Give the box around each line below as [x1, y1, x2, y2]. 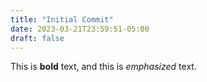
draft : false [10, 33, 65, 43]
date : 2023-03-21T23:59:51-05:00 [10, 24, 150, 34]
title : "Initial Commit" [10, 14, 114, 25]
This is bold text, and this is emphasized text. [10, 61, 197, 73]
